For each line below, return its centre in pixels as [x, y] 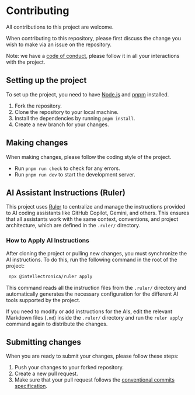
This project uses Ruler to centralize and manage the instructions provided [96, 207]
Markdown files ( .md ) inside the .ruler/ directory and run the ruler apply [95, 317]
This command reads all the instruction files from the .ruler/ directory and [96, 287]
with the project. [26, 62]
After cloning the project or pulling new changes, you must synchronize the [97, 253]
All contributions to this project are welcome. [60, 27]
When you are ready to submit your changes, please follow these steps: [93, 356]
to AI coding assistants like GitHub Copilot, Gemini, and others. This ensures [98, 213]
